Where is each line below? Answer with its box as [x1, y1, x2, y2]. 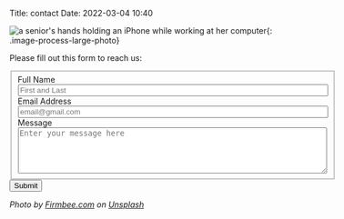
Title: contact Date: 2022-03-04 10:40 [9, 8, 153, 18]
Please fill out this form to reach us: [9, 53, 143, 63]
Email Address [17, 95, 72, 106]
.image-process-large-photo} [9, 35, 120, 45]
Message [17, 117, 53, 128]
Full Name [17, 74, 56, 85]
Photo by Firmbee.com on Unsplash [9, 199, 145, 210]
